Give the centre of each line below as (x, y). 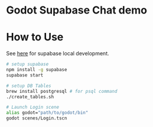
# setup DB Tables (29, 86)
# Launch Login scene (33, 107)
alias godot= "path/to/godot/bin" (47, 113)
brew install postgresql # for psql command (62, 91)
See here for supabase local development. (58, 54)
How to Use (35, 37)
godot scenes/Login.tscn (37, 118)
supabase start (25, 75)
